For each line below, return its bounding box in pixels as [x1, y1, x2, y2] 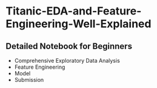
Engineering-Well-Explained [5, 17, 152, 31]
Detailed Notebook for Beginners [5, 41, 133, 51]
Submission [14, 77, 44, 83]
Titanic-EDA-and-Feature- [5, 4, 142, 18]
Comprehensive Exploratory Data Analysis [14, 57, 121, 64]
